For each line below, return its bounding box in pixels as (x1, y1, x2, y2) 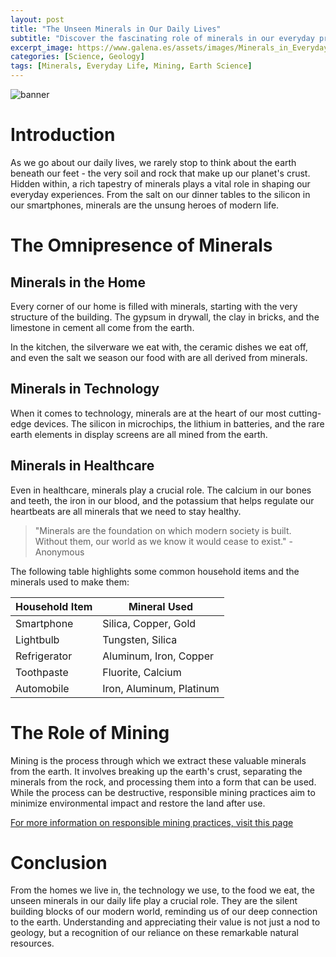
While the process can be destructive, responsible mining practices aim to (10, 786, 316, 798)
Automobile (15, 681, 70, 695)
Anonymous (34, 546, 85, 558)
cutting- (288, 407, 322, 419)
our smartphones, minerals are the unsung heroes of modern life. (10, 199, 280, 211)
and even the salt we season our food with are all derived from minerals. (10, 351, 308, 363)
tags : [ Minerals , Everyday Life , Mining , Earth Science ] (10, 61, 253, 71)
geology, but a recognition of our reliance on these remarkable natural (10, 927, 299, 939)
